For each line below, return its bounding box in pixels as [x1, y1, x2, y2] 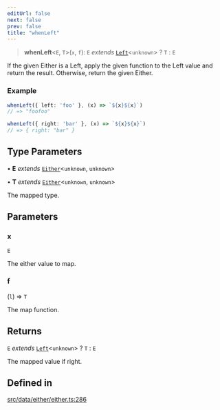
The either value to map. [7, 259, 77, 267]
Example [7, 86, 37, 96]
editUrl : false [7, 10, 51, 17]
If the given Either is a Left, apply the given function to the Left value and [7, 61, 213, 70]
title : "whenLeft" [7, 29, 60, 37]
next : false [7, 17, 41, 23]
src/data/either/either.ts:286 [7, 396, 87, 404]
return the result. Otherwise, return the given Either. [7, 69, 153, 77]
